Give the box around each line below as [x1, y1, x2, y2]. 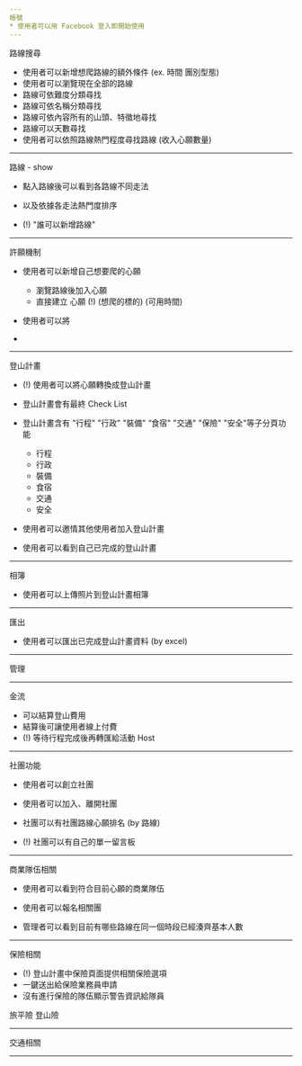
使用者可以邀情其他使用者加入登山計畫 [22, 523, 164, 533]
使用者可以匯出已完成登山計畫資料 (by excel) [22, 635, 188, 646]
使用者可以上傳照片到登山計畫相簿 [22, 588, 149, 599]
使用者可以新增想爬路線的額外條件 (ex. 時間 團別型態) [22, 67, 220, 77]
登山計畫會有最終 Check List [22, 398, 128, 409]
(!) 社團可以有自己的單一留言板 [22, 836, 136, 847]
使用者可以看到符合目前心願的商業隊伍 [22, 882, 164, 893]
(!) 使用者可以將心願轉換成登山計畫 [22, 379, 151, 390]
